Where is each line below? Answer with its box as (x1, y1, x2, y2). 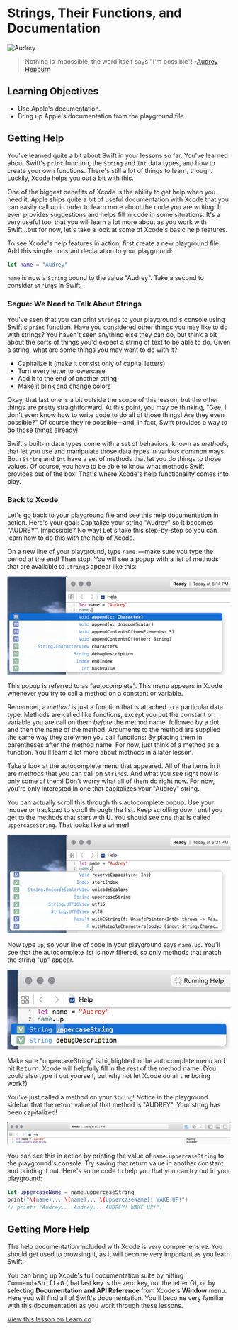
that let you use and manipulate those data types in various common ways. (7, 447, 226, 455)
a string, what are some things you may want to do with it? (7, 345, 178, 354)
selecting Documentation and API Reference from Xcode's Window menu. (7, 1286, 227, 1295)
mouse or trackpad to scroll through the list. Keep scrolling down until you (7, 806, 223, 814)
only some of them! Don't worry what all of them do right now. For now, (7, 777, 215, 785)
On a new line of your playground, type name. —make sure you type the (7, 548, 214, 556)
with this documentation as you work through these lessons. (7, 1301, 183, 1309)
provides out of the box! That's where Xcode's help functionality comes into (7, 470, 229, 478)
